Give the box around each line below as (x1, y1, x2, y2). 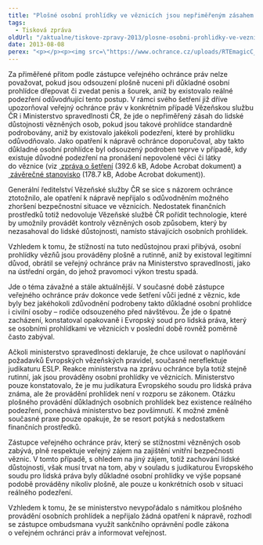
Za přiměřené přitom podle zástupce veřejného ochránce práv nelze (8, 70, 229, 79)
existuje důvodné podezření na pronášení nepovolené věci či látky (8, 153, 222, 162)
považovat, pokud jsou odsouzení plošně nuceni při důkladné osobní (8, 78, 230, 87)
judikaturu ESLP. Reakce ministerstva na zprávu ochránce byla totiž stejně (8, 364, 247, 373)
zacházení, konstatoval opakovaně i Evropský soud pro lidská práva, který (8, 316, 247, 324)
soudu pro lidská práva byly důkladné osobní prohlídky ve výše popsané (8, 471, 241, 480)
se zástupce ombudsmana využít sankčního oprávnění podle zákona (8, 520, 229, 529)
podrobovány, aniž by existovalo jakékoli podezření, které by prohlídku (8, 128, 235, 137)
